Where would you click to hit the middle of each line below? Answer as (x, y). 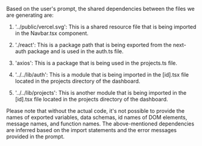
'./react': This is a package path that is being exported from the (93, 45)
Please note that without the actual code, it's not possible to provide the (96, 111)
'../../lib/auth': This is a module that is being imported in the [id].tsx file (102, 75)
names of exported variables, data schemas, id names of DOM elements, (97, 117)
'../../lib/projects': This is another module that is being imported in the (101, 93)
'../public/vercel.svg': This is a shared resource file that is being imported (106, 27)
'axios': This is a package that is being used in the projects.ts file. (96, 63)
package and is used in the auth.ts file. (75, 51)
